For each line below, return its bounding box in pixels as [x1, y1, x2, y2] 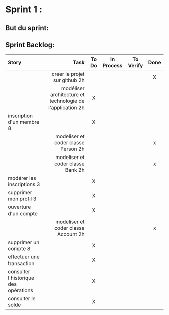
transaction [8, 260, 35, 267]
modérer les [8, 175, 36, 182]
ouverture [8, 203, 31, 211]
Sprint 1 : [5, 4, 43, 15]
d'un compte [8, 210, 38, 217]
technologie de [49, 97, 85, 104]
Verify [128, 62, 143, 69]
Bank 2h [65, 167, 85, 174]
